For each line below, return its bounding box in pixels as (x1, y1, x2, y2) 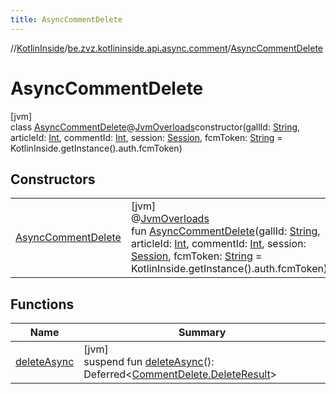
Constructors (10, 171, 96, 188)
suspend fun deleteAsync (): (83, 355, 215, 369)
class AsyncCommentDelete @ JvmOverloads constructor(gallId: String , (10, 121, 301, 133)
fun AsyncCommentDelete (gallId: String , (130, 224, 321, 238)
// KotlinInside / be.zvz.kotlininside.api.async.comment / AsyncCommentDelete (10, 42, 324, 54)
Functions (10, 296, 75, 313)
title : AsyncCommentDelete (10, 14, 123, 25)
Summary (178, 326, 227, 340)
